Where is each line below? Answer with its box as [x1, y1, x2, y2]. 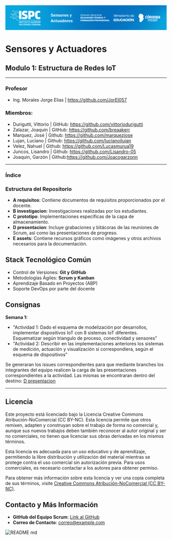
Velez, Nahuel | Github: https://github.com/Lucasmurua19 [12, 143, 134, 149]
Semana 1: [5, 314, 28, 320]
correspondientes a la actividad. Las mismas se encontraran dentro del [5, 372, 155, 378]
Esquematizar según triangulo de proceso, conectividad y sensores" [12, 335, 158, 341]
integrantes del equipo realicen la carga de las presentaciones [5, 367, 137, 373]
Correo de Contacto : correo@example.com [12, 519, 105, 526]
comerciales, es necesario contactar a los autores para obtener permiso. [5, 464, 159, 471]
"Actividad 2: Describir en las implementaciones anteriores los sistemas [12, 340, 164, 346]
